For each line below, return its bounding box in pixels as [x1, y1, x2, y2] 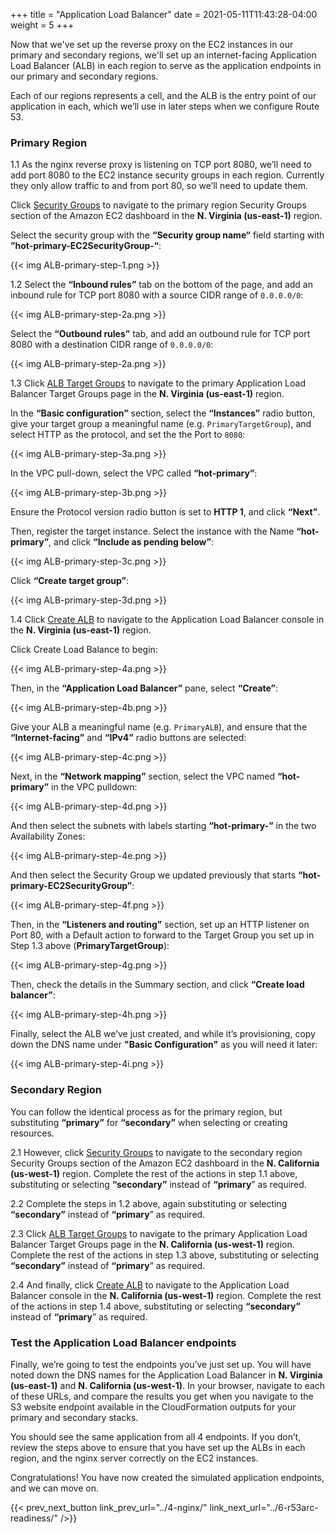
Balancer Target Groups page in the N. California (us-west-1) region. [10, 1238, 295, 1250]
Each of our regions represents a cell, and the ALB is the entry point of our [10, 90, 317, 101]
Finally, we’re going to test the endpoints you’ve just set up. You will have [10, 1358, 312, 1370]
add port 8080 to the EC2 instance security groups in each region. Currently [10, 169, 325, 181]
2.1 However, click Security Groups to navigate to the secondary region [10, 1146, 303, 1158]
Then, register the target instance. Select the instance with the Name [10, 525, 295, 538]
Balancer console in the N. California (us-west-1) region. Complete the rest [10, 1289, 322, 1301]
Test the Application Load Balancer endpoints [10, 1335, 237, 1349]
